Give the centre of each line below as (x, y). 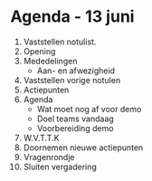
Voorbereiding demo (75, 128)
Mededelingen (50, 61)
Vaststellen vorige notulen (72, 80)
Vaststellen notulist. (60, 42)
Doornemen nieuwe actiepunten (83, 148)
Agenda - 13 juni (72, 17)
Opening (39, 51)
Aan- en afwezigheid (76, 71)
